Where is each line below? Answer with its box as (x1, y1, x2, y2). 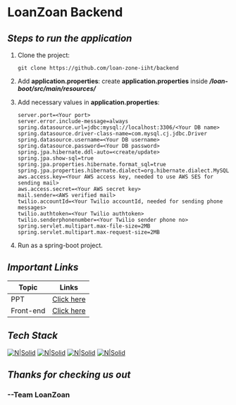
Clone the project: (17, 51, 70, 59)
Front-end (11, 306, 46, 316)
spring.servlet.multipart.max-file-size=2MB (17, 223, 151, 230)
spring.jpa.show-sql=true (17, 155, 94, 162)
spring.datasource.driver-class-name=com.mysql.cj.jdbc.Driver (17, 130, 208, 137)
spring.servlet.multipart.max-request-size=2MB (17, 229, 160, 236)
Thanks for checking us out (7, 369, 131, 381)
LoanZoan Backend (7, 4, 123, 20)
